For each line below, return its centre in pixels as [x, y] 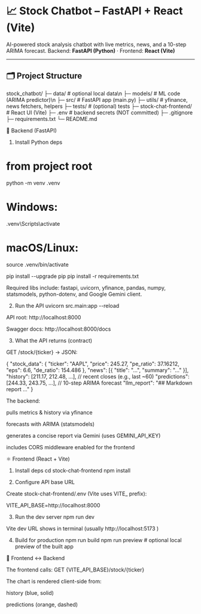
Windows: [32, 207]
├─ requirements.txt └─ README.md [52, 119]
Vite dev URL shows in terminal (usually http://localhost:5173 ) [83, 528]
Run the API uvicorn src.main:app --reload [67, 306]
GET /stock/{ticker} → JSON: [42, 352]
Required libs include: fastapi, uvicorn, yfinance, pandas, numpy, [86, 288]
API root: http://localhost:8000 [44, 317]
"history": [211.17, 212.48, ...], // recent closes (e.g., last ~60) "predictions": [98, 376]
